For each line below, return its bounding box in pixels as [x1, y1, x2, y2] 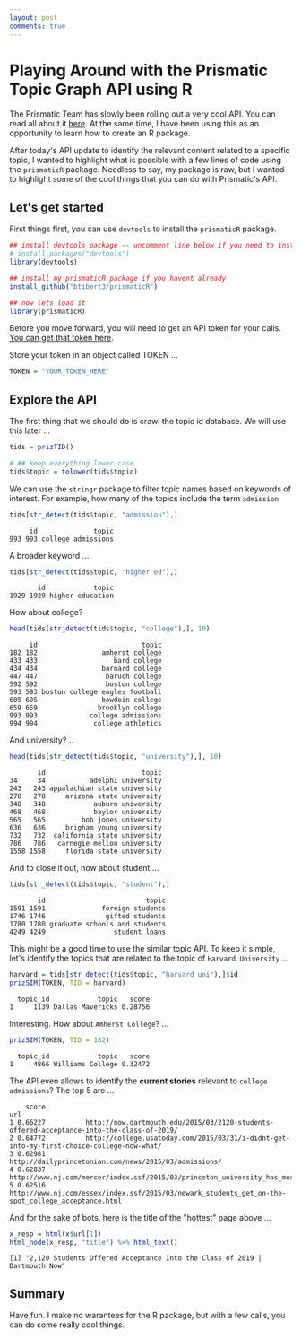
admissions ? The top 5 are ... [9, 1084, 115, 1095]
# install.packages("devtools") [9, 249, 130, 258]
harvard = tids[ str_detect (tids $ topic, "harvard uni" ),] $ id [9, 970, 239, 979]
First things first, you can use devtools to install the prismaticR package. [9, 223, 277, 234]
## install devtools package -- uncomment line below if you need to [9, 241, 275, 250]
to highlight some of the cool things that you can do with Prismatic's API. [9, 174, 278, 185]
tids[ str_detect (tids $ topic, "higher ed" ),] [9, 567, 178, 577]
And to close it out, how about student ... [9, 863, 159, 874]
